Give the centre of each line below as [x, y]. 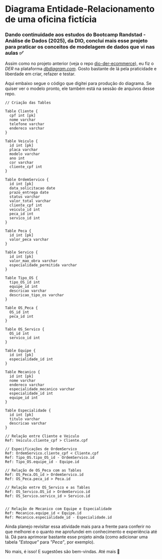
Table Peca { [18, 231]
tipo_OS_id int [25, 282]
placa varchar [24, 150]
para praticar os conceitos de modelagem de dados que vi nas [80, 47]
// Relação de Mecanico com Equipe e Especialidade [58, 509]
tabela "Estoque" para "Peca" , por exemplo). [50, 542]
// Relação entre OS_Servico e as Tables [48, 488]
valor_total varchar [30, 201]
